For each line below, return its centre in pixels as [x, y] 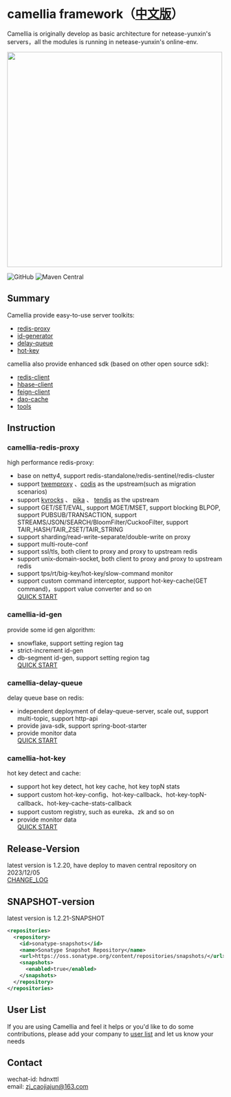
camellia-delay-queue [45, 682]
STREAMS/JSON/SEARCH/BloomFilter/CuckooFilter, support [103, 522]
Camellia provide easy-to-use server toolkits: [71, 315]
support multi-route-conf [53, 544]
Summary [29, 299]
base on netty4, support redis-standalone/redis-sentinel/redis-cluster [116, 476]
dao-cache [33, 399]
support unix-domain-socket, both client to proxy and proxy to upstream [120, 559]
